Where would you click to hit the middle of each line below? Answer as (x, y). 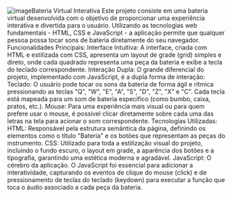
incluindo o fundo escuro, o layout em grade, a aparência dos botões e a (111, 150)
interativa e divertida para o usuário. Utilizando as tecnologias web (102, 25)
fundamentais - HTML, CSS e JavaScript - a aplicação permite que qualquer (116, 33)
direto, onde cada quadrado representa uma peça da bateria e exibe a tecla (115, 62)
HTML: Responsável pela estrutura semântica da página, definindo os (107, 128)
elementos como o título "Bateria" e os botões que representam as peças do (116, 136)
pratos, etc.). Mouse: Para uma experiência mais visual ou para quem (106, 106)
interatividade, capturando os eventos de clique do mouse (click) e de (107, 172)
